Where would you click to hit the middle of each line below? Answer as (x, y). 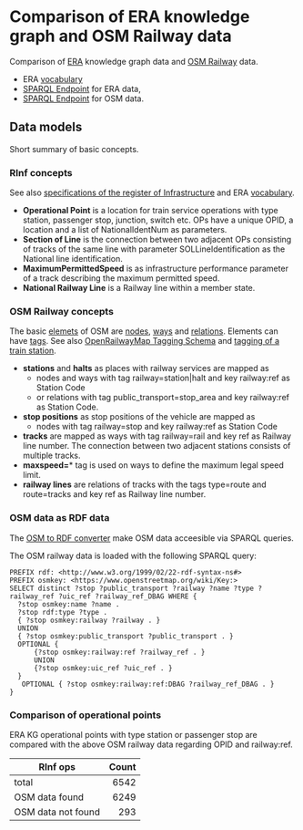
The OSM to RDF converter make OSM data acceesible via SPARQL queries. (151, 538)
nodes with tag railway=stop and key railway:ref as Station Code (157, 427)
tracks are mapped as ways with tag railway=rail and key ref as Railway (157, 436)
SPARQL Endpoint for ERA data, (81, 88)
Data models (46, 127)
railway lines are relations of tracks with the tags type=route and (144, 484)
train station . (33, 351)
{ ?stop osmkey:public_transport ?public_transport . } (126, 636)
